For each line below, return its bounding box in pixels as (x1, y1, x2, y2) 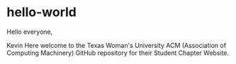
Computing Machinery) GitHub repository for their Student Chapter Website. (6, 49, 230, 57)
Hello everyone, (6, 27, 53, 36)
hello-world (6, 4, 77, 20)
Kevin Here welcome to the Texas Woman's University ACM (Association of (6, 41, 227, 49)
